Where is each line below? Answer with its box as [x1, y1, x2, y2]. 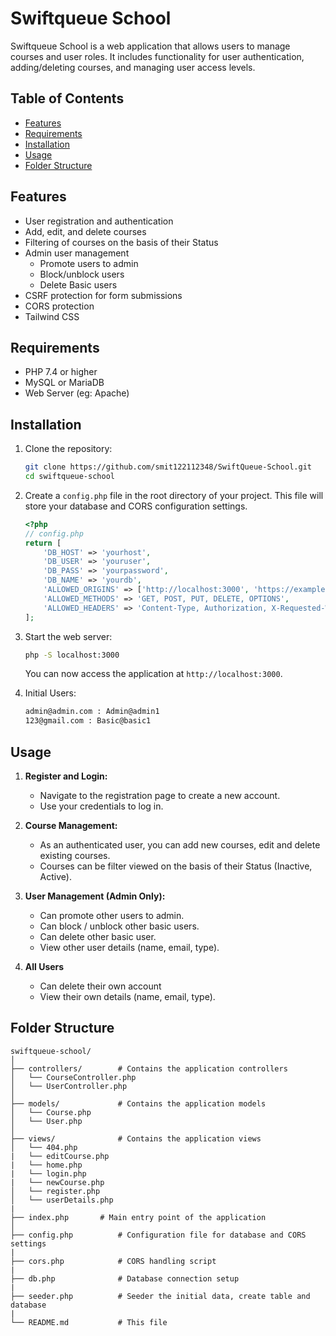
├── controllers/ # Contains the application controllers [10, 1063, 288, 1074]
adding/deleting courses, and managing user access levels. [10, 61, 256, 73]
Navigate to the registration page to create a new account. [39, 790, 281, 801]
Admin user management [24, 247, 130, 259]
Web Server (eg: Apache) [24, 387, 130, 399]
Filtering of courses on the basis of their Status [24, 236, 219, 248]
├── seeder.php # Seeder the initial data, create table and [10, 1291, 311, 1301]
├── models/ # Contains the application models [10, 1098, 267, 1109]
